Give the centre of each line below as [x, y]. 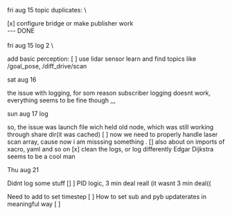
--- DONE [21, 31]
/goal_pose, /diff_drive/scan [47, 66]
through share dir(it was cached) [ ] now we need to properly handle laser [113, 134]
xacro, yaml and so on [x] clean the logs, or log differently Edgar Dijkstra [110, 149]
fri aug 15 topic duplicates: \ [47, 10]
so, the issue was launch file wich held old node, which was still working [110, 127]
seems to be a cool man [42, 156]
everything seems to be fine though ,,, [62, 100]
